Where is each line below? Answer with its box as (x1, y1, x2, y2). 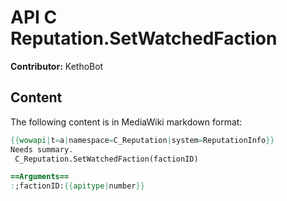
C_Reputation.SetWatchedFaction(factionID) (14, 154, 199, 164)
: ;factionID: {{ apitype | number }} (10, 181, 145, 191)
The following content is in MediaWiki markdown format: (10, 116, 243, 128)
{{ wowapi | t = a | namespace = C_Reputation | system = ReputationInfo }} (10, 135, 275, 145)
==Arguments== (10, 172, 70, 182)
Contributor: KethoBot (10, 60, 104, 72)
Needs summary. (10, 144, 74, 155)
